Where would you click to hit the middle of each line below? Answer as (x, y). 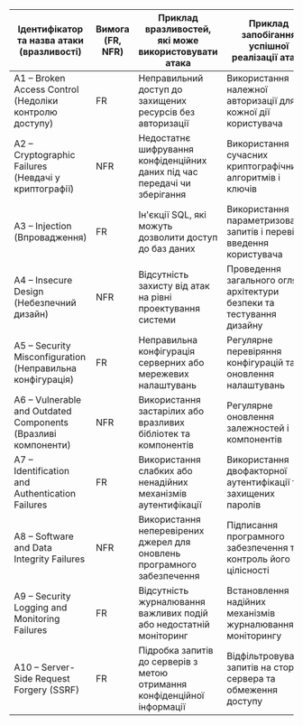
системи (157, 320)
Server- (58, 667)
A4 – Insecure (43, 280)
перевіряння (254, 351)
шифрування (166, 149)
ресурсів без (167, 112)
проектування (170, 308)
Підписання (252, 525)
